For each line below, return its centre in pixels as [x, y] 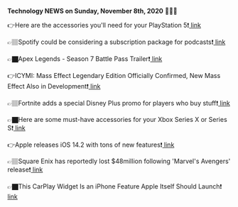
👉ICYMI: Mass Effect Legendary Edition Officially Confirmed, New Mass [114, 75]
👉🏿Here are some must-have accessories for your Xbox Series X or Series [117, 119]
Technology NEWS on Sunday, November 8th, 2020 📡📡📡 [92, 11]
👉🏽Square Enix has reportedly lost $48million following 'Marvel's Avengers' [119, 161]
